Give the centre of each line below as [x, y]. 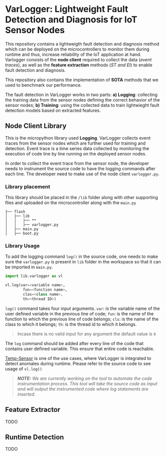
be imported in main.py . [29, 267]
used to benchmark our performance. [43, 85]
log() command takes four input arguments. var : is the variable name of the [83, 308]
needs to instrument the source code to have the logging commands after [80, 168]
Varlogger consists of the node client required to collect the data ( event [79, 59]
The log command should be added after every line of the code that [74, 343]
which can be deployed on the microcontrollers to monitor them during [77, 49]
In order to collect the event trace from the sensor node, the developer [77, 163]
